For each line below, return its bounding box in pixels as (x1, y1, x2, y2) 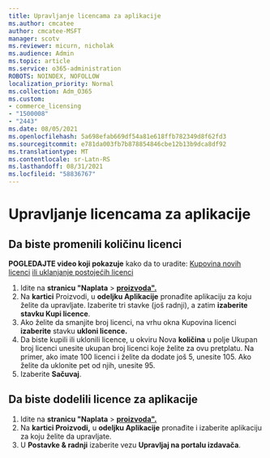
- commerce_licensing (8, 102, 82, 110)
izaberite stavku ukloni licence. (19, 326, 128, 336)
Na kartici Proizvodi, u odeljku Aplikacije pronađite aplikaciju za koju (19, 292, 252, 301)
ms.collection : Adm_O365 (8, 87, 92, 96)
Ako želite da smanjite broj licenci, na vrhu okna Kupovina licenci (19, 318, 237, 327)
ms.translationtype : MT (8, 148, 89, 156)
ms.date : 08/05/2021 (8, 125, 79, 133)
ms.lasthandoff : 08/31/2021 (8, 163, 104, 171)
